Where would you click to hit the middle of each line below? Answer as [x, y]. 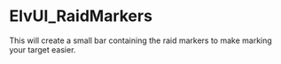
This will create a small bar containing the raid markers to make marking [140, 40]
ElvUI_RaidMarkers [81, 16]
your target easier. [43, 49]
